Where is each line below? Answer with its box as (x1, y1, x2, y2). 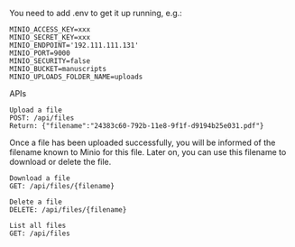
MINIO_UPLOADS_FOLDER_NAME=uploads (9, 72, 143, 81)
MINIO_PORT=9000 (9, 49, 70, 58)
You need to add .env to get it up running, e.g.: (9, 8, 182, 18)
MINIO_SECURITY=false (9, 57, 91, 66)
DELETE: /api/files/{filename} (9, 206, 127, 215)
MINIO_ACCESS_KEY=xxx (9, 25, 91, 34)
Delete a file (9, 197, 63, 206)
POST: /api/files (9, 114, 75, 123)
